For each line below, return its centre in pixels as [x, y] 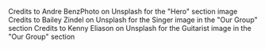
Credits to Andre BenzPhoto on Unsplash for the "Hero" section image [123, 11]
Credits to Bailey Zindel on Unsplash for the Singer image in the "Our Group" [133, 20]
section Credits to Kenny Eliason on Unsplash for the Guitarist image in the [130, 28]
